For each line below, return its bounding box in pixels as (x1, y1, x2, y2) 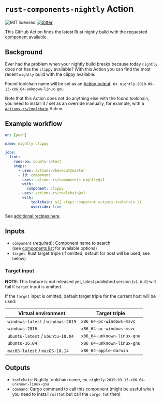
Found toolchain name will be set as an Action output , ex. (5, 81, 119, 86)
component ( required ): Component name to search (12, 240, 111, 246)
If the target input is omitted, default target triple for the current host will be (5, 293, 156, 299)
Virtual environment (18, 310, 66, 317)
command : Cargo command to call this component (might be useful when (12, 386, 155, 392)
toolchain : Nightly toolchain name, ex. (12, 376, 88, 382)
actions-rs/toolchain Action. (5, 105, 64, 111)
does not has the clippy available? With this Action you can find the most (5, 66, 151, 72)
